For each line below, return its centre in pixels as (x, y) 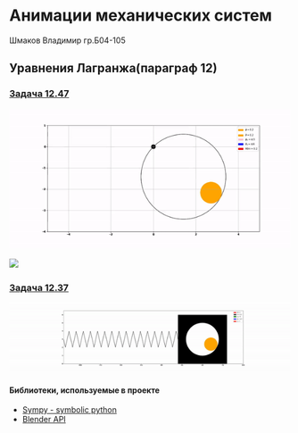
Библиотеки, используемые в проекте (85, 390)
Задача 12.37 (39, 287)
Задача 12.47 (39, 94)
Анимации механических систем (141, 16)
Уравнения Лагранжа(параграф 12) (113, 68)
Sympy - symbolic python (70, 410)
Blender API (44, 420)
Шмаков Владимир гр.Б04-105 (68, 40)
